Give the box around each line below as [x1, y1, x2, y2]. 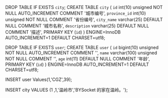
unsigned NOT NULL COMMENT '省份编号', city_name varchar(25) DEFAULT [5, 17, 163, 22]
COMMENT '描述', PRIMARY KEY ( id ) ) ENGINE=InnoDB [5, 29, 121, 35]
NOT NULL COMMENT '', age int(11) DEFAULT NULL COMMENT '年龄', [5, 56, 150, 62]
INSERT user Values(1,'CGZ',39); [5, 76, 72, 82]
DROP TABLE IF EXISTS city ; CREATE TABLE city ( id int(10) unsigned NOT [5, 5, 163, 10]
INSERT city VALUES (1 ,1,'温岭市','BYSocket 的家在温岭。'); [5, 87, 128, 92]
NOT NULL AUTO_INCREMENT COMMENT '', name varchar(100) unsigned [5, 50, 157, 56]
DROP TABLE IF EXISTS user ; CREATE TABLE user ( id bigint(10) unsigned [5, 45, 159, 50]
